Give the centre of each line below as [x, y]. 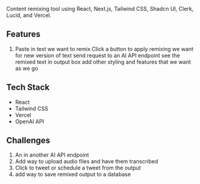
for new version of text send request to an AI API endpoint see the [98, 55]
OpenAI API [29, 121]
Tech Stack [28, 87]
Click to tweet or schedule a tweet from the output [78, 168]
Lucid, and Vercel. [29, 15]
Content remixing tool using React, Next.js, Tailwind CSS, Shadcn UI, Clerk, [100, 9]
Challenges [28, 141]
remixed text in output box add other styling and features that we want [103, 62]
